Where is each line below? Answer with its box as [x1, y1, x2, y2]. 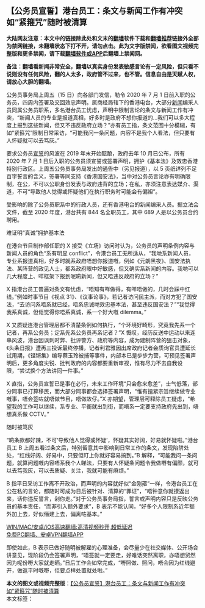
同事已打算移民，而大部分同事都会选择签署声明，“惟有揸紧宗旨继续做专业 [11, 387, 196, 395]
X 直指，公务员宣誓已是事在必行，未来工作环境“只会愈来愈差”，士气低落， [6, 380, 193, 387]
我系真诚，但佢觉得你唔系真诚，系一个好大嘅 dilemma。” [6, 308, 147, 315]
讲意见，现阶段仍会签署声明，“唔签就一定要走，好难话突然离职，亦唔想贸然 [6, 551, 196, 559]
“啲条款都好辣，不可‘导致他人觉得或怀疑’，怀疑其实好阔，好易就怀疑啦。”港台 [6, 436, 198, 443]
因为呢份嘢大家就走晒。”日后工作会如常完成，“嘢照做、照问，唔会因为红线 [6, 559, 190, 566]
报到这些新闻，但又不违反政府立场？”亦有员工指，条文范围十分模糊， [16, 121, 191, 129]
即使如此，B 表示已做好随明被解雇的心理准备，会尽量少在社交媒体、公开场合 [6, 543, 199, 551]
